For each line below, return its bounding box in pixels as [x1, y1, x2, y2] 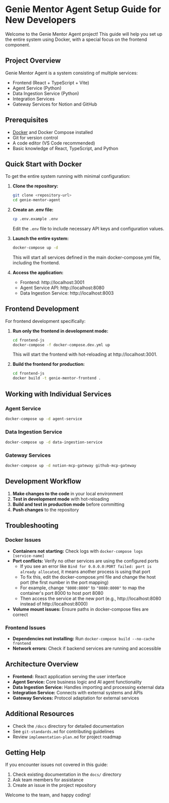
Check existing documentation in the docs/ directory [12, 772, 122, 778]
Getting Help [5, 748, 46, 757]
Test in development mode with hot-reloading [12, 496, 109, 502]
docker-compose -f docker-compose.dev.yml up [12, 342, 110, 347]
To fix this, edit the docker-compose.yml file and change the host [20, 574, 156, 580]
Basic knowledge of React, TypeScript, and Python [12, 145, 119, 151]
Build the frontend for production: [12, 361, 85, 367]
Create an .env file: [12, 207, 54, 213]
